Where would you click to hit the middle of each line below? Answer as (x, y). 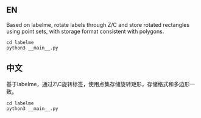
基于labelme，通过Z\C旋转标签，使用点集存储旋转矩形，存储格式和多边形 (98, 84)
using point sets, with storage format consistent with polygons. (85, 31)
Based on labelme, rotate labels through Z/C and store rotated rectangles (98, 24)
